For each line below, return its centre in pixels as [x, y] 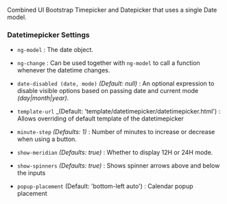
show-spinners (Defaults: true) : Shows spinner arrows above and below [118, 166]
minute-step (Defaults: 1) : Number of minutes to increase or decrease [116, 132]
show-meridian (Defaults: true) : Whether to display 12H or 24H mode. [115, 153]
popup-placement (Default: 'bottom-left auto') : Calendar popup [105, 186]
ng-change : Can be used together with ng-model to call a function [108, 63]
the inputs [31, 173]
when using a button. [47, 139]
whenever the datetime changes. [63, 71]
